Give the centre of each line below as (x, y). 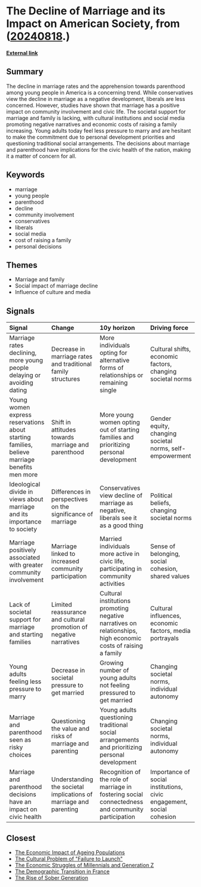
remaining (114, 383)
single (108, 390)
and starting (26, 635)
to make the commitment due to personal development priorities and (91, 137)
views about (26, 499)
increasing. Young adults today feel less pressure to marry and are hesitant (99, 130)
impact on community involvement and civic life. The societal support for (96, 111)
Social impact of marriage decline (56, 286)
